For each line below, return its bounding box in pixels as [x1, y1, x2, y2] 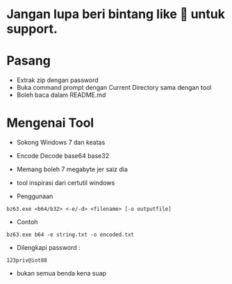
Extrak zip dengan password [16, 76, 99, 84]
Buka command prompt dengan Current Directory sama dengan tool [16, 84, 212, 92]
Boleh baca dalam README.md [16, 90, 106, 100]
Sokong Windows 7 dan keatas [16, 139, 106, 147]
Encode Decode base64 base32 [16, 152, 109, 160]
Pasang [6, 53, 51, 69]
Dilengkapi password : [16, 244, 81, 252]
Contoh [16, 218, 38, 226]
